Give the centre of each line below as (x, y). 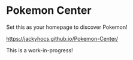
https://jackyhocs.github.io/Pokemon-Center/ (62, 38)
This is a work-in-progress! (40, 50)
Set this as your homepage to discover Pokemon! (67, 27)
